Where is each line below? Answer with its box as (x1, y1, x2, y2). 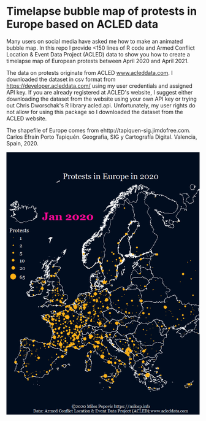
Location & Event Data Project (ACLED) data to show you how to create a (6, 50, 190, 58)
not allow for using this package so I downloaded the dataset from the (6, 108, 183, 115)
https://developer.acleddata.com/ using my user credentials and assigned (6, 82, 193, 90)
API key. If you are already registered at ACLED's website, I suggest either (6, 88, 193, 96)
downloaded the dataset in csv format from (6, 75, 116, 83)
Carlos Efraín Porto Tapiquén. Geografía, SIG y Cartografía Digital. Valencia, (6, 133, 197, 141)
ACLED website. (6, 115, 47, 122)
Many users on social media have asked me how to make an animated (6, 37, 183, 45)
